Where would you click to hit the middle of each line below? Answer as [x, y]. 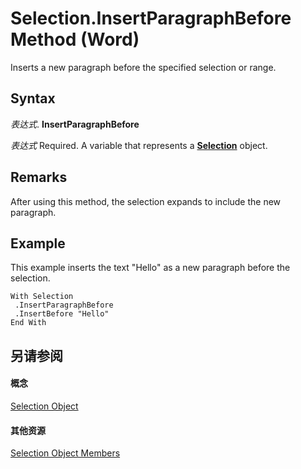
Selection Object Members [65, 453]
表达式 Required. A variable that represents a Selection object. [139, 145]
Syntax [33, 98]
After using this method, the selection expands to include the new [146, 201]
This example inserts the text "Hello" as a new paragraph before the [150, 268]
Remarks [39, 177]
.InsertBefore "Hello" [62, 314]
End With [28, 323]
